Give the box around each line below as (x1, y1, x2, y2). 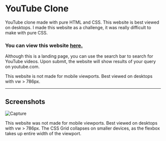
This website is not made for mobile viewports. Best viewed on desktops (5, 73, 153, 79)
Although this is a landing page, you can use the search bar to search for (5, 53, 153, 59)
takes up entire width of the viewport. (5, 131, 82, 137)
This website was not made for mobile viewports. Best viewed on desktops (5, 120, 158, 126)
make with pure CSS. (5, 30, 48, 35)
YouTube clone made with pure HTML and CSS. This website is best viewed (5, 19, 160, 25)
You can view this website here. (5, 42, 83, 49)
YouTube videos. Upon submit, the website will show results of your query (5, 59, 156, 65)
